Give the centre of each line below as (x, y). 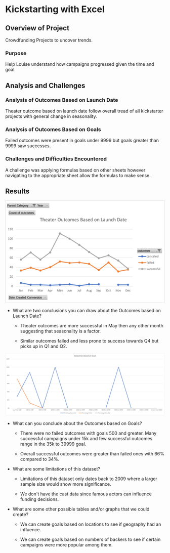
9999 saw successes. (28, 146)
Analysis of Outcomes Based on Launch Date (62, 100)
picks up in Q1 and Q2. (44, 346)
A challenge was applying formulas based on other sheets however (75, 170)
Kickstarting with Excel (55, 9)
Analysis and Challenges (45, 85)
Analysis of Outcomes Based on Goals (53, 129)
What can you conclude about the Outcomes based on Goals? (77, 423)
